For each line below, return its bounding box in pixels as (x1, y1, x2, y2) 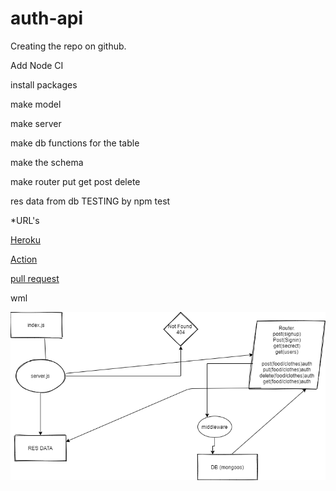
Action (10, 253, 38, 265)
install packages (10, 78, 78, 91)
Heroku (10, 233, 41, 246)
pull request (10, 272, 60, 284)
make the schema (10, 156, 84, 168)
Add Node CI (10, 59, 64, 71)
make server (10, 117, 62, 129)
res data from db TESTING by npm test (10, 195, 171, 207)
